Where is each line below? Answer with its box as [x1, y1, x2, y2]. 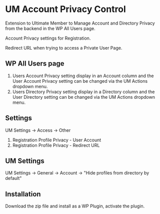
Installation [5, 189, 41, 198]
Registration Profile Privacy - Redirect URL [12, 142, 100, 148]
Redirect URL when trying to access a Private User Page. [5, 45, 122, 51]
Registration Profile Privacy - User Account [12, 137, 101, 143]
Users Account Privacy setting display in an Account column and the [12, 73, 154, 79]
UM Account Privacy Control [5, 4, 126, 15]
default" [5, 175, 22, 181]
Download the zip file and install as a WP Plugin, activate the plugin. [5, 203, 145, 209]
